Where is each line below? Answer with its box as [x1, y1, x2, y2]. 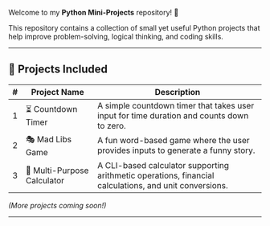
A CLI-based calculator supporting [97, 159, 230, 171]
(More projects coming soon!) [8, 200, 107, 210]
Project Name [31, 86, 84, 97]
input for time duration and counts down [97, 109, 249, 121]
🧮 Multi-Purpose [25, 165, 89, 176]
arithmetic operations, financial [97, 170, 215, 181]
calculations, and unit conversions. [97, 179, 228, 191]
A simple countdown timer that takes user [97, 100, 255, 111]
